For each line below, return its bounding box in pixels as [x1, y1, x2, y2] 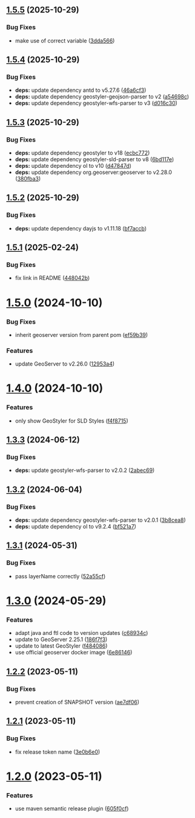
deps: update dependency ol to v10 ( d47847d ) [15, 162, 132, 170]
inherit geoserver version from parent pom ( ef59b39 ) [15, 331, 148, 338]
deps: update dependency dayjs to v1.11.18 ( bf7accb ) [15, 224, 147, 232]
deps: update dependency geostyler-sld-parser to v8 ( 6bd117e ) [15, 156, 174, 163]
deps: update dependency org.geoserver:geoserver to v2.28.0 [15, 168, 173, 176]
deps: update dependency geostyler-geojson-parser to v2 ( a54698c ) [15, 93, 190, 100]
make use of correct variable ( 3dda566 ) [15, 36, 115, 44]
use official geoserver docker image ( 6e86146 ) [15, 649, 133, 656]
